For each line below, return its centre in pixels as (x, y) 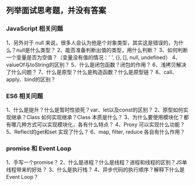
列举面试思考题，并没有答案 (56, 11)
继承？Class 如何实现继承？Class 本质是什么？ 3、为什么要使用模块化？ (97, 117)
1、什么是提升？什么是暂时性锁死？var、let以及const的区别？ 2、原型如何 (95, 110)
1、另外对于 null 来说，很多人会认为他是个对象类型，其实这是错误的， (90, 42)
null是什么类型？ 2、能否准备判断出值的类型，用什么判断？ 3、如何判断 (102, 50)
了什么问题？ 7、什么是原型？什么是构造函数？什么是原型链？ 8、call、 (92, 72)
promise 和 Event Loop (39, 148)
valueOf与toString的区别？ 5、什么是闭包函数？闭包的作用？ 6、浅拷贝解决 (96, 65)
